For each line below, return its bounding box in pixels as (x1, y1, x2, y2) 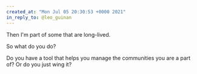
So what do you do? (6, 43, 56, 50)
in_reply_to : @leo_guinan (6, 14, 72, 20)
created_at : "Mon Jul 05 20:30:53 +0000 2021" (6, 8, 126, 15)
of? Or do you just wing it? (6, 61, 72, 68)
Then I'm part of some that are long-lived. (6, 31, 111, 38)
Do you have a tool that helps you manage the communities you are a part (6, 54, 191, 61)
